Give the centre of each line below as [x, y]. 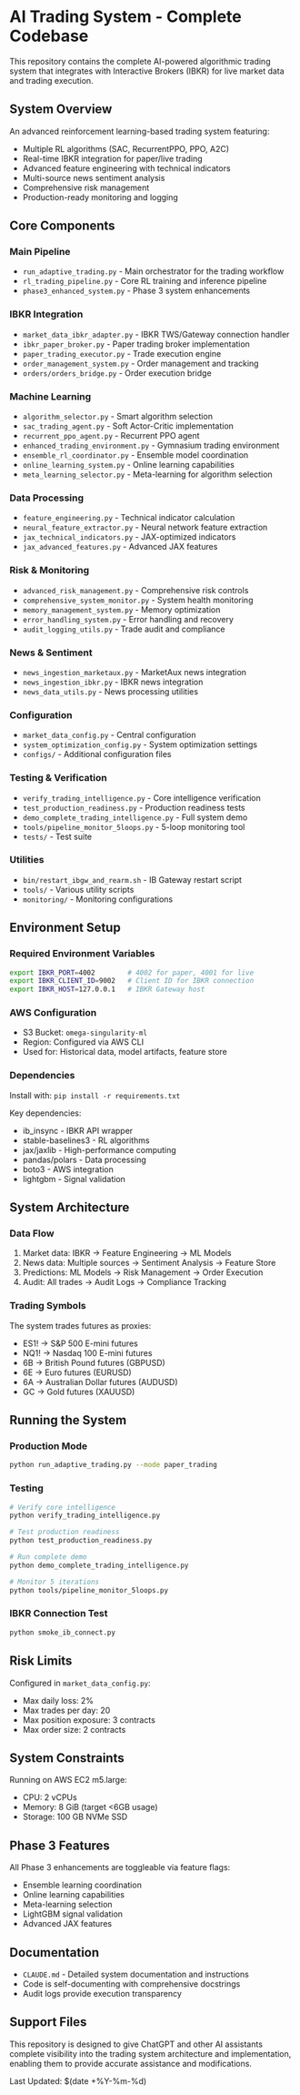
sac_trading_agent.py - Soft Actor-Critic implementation [128, 426]
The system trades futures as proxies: [80, 1325]
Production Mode [49, 1446]
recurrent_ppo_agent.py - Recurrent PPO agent [111, 436]
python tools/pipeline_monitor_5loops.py [89, 1590]
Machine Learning [50, 396]
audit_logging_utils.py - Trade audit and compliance [124, 629]
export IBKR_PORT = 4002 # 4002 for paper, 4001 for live [132, 972]
